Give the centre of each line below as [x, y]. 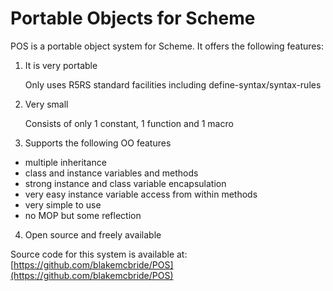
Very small [46, 104]
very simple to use [63, 204]
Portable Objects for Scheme [133, 18]
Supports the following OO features [98, 143]
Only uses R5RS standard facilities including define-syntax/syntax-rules [173, 84]
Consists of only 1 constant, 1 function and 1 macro [129, 123]
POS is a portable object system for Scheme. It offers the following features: [167, 46]
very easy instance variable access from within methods [141, 194]
